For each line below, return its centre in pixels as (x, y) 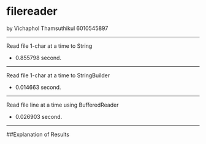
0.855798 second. (38, 58)
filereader (32, 11)
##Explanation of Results (38, 134)
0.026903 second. (39, 116)
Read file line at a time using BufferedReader (63, 105)
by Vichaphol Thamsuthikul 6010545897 (57, 28)
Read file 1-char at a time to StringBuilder (58, 75)
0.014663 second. (38, 87)
